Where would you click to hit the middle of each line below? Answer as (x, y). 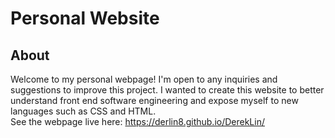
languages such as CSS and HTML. (83, 111)
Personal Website (85, 18)
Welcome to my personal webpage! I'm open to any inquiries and (144, 79)
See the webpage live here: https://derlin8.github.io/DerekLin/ (137, 121)
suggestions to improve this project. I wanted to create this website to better (167, 90)
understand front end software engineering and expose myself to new (154, 100)
